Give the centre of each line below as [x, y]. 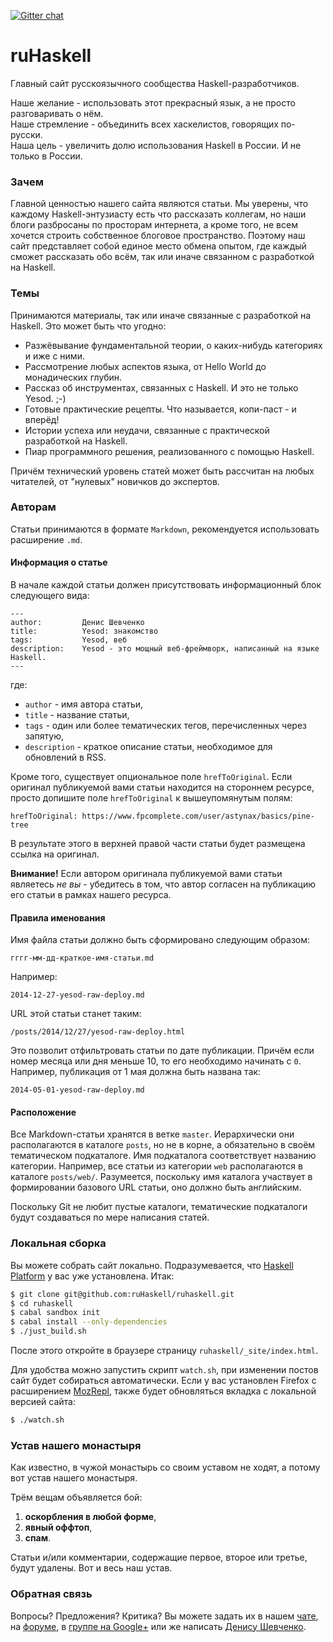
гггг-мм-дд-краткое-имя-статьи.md [82, 958]
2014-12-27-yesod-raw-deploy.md [77, 995]
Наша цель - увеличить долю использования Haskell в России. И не [156, 145]
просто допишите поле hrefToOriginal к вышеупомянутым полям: [151, 798]
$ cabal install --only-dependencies [89, 1322]
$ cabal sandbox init [55, 1313]
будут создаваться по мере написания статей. [110, 1217]
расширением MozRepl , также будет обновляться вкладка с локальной [163, 1391]
